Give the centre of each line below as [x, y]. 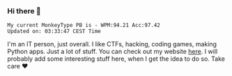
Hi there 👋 [24, 11]
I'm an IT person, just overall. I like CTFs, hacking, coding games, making [112, 44]
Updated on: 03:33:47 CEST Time [54, 31]
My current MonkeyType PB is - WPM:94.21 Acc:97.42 [84, 26]
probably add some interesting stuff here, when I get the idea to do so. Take [116, 59]
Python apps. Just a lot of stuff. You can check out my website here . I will [113, 52]
